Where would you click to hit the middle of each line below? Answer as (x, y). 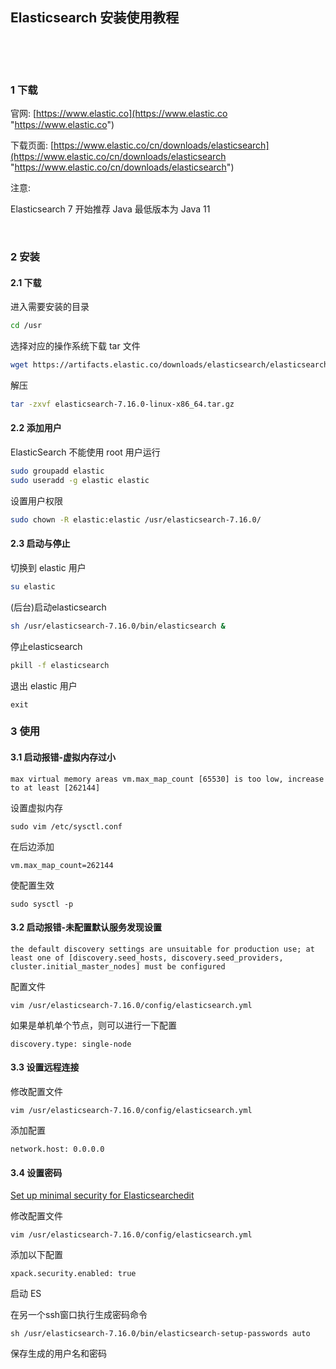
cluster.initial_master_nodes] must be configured (118, 966)
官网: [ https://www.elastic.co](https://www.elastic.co (119, 114)
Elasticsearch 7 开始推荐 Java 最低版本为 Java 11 (110, 209)
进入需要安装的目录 (50, 307)
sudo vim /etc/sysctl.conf (66, 826)
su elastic (33, 586)
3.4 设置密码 (36, 1172)
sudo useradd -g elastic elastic (80, 480)
